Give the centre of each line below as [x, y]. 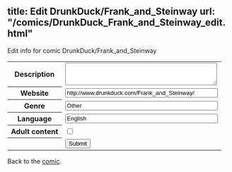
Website [35, 93]
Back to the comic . [35, 161]
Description [35, 75]
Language [34, 119]
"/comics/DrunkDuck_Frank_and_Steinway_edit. [117, 23]
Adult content [35, 132]
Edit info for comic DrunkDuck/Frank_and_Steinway [82, 50]
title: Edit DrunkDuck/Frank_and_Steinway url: [111, 12]
